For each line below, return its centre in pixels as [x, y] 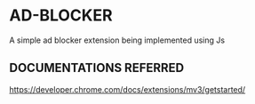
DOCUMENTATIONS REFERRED [97, 68]
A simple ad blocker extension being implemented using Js [117, 40]
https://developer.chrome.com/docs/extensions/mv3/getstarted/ [127, 89]
